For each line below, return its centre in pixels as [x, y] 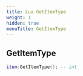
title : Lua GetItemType [36, 12]
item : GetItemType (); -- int [42, 67]
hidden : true [23, 23]
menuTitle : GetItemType [36, 29]
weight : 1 [19, 17]
